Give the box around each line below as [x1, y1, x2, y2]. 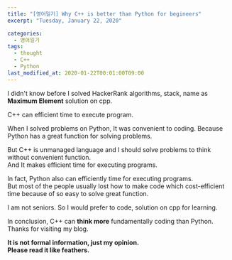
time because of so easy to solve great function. [7, 189, 149, 197]
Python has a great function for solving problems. [7, 131, 153, 140]
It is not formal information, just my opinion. [7, 238, 140, 247]
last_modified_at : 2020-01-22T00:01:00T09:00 [7, 69, 144, 77]
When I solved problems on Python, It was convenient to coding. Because [7, 124, 223, 132]
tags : [7, 43, 23, 50]
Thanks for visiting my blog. [7, 224, 89, 233]
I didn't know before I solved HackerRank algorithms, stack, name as [7, 89, 208, 97]
